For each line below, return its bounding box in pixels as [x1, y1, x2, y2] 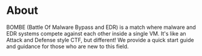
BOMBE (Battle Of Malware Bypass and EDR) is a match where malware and [6, 23, 196, 31]
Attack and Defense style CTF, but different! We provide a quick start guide [6, 36, 194, 43]
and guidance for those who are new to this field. [6, 43, 129, 50]
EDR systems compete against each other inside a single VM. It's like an [6, 30, 186, 37]
